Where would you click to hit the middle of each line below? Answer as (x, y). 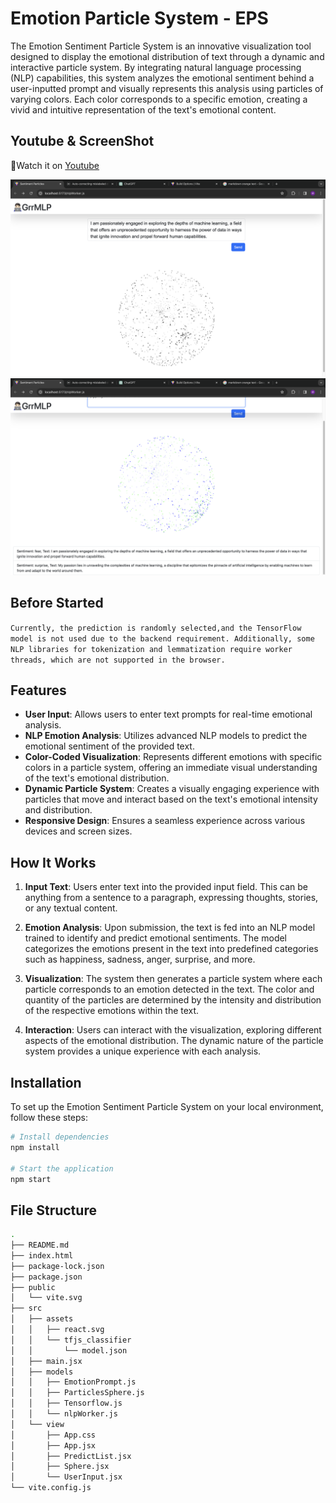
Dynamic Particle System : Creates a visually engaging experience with (172, 789)
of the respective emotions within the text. (112, 1011)
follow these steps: (49, 1117)
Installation (46, 1082)
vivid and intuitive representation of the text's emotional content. (143, 109)
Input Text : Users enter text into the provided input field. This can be (166, 887)
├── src (26, 1308)
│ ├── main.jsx (46, 1361)
